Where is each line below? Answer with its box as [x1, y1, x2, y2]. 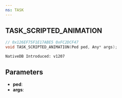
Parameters [5, 67, 43, 77]
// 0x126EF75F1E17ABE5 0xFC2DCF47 [5, 40, 79, 45]
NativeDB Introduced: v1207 [5, 54, 65, 59]
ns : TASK [5, 7, 24, 13]
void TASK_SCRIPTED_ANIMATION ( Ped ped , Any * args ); [5, 44, 117, 50]
